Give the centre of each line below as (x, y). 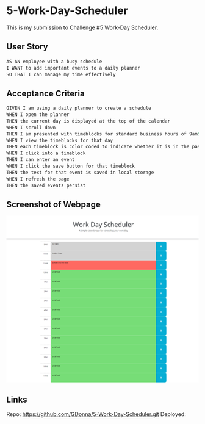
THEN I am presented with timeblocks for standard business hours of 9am (102, 134)
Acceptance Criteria (45, 93)
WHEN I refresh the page (38, 179)
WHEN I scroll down (31, 128)
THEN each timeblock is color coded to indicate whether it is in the (98, 147)
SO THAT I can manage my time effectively (61, 74)
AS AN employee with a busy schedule (54, 62)
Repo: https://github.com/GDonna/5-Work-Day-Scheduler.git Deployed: (96, 414)
